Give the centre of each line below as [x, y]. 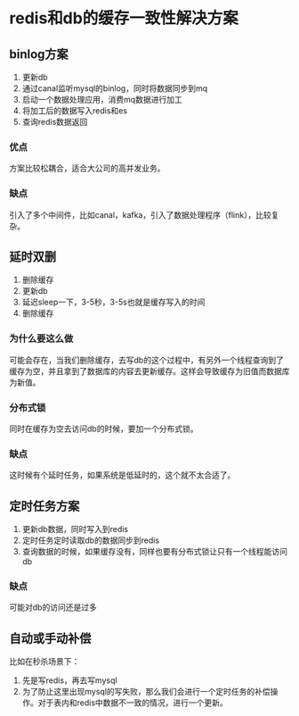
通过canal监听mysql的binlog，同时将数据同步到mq [115, 88]
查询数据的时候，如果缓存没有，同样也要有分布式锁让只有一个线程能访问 [154, 552]
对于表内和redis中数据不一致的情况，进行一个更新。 [133, 703]
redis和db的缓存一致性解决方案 [124, 18]
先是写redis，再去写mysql [69, 680]
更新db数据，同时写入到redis [75, 529]
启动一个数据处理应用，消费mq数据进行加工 [102, 100]
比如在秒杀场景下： [44, 662]
